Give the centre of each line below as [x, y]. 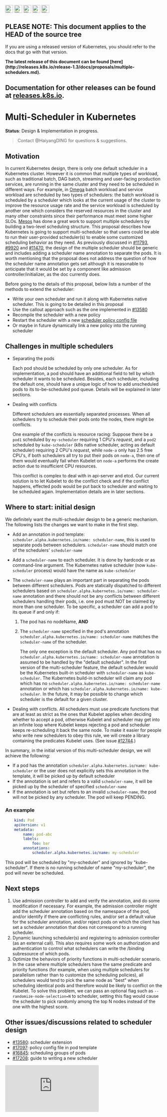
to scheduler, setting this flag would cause [115, 996]
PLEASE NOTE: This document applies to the [76, 27]
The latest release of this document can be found [57, 61]
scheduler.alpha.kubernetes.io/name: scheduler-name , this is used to [84, 539]
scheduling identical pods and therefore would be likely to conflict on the [87, 985]
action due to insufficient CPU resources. [55, 466]
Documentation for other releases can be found [81, 88]
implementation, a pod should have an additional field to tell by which [83, 373]
